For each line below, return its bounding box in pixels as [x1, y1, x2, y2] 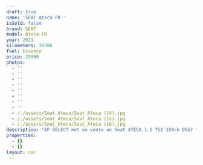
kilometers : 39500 [6, 43, 53, 49]
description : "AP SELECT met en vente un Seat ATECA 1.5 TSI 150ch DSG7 [6, 127, 193, 133]
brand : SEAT [6, 25, 36, 32]
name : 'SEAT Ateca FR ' [6, 15, 66, 21]
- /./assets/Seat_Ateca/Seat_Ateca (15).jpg [11, 115, 126, 121]
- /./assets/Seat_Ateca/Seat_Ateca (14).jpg [11, 110, 126, 116]
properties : [6, 132, 36, 139]
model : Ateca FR [6, 31, 47, 37]
